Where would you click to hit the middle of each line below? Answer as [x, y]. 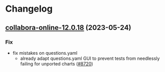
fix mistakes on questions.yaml [45, 53]
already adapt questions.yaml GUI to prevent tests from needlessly [90, 58]
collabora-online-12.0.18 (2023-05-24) [68, 28]
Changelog [29, 9]
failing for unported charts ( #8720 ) [57, 63]
